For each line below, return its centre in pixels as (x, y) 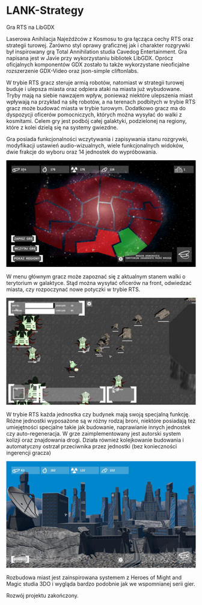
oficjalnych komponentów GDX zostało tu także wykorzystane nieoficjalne (98, 64)
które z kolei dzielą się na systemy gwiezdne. (62, 127)
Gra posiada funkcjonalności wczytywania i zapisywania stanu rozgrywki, (97, 139)
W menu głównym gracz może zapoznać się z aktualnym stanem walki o (96, 277)
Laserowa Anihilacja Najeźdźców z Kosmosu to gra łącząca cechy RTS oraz (100, 39)
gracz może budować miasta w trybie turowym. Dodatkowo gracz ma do (96, 108)
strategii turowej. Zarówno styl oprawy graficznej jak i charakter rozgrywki (98, 45)
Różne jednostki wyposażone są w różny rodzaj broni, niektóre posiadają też (101, 421)
